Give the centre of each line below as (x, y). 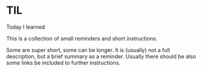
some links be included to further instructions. (63, 63)
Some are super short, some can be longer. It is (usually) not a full (88, 50)
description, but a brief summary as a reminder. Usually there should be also (101, 56)
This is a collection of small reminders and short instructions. (82, 38)
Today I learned (26, 27)
